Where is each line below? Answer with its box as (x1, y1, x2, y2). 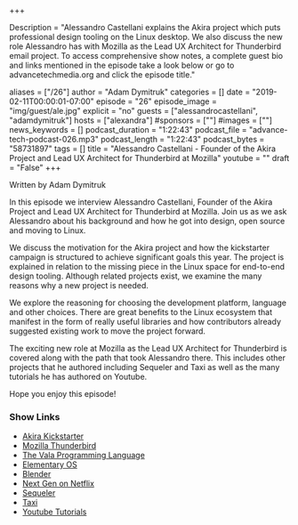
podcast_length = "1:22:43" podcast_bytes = (101, 134, 265, 144)
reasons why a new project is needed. (9, 280, 149, 290)
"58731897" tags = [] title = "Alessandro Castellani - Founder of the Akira (9, 143, 277, 154)
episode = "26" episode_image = (96, 96, 218, 107)
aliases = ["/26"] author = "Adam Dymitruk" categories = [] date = (9, 86, 251, 97)
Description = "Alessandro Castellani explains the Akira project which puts (9, 22, 281, 32)
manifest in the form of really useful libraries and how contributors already (9, 317, 282, 327)
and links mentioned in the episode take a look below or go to (9, 60, 235, 70)
